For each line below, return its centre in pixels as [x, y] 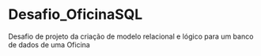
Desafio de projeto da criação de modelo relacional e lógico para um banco [131, 36]
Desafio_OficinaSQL [76, 15]
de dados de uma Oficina [49, 44]
